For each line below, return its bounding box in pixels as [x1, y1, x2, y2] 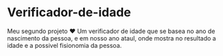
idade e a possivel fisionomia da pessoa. [7, 41, 122, 49]
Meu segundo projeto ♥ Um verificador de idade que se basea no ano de [7, 27, 215, 35]
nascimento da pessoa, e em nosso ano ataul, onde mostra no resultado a [7, 34, 216, 42]
